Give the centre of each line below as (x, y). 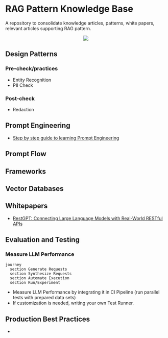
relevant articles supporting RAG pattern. (48, 28)
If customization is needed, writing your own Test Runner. (73, 303)
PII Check (23, 85)
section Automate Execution (40, 278)
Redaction (23, 109)
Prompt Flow (26, 154)
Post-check (20, 99)
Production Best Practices (48, 319)
